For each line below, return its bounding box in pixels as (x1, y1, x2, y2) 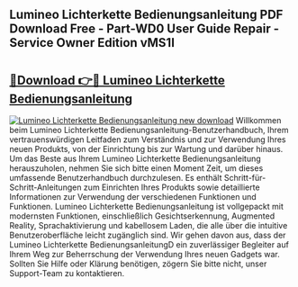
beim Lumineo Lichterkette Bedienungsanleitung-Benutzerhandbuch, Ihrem (9, 125, 289, 135)
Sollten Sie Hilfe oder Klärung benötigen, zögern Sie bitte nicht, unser (9, 258, 267, 269)
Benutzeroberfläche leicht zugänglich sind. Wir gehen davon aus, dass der (9, 229, 286, 240)
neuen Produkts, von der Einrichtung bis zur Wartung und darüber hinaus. (9, 144, 284, 154)
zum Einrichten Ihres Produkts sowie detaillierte (83, 182, 260, 193)
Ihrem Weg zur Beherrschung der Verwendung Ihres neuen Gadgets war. (9, 249, 281, 259)
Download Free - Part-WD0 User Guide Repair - (9, 22, 279, 37)
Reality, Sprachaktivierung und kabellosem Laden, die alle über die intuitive (9, 220, 288, 230)
